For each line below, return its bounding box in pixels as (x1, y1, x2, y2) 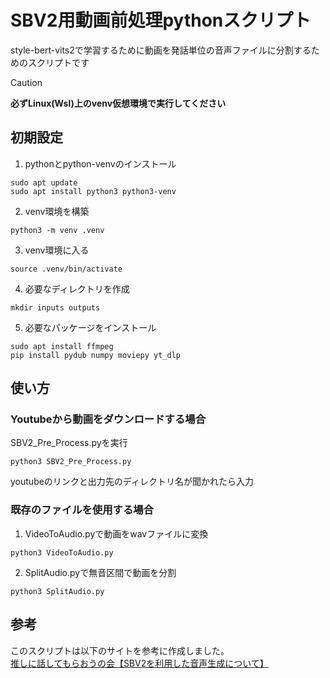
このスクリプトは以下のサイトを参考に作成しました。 (10, 644, 230, 656)
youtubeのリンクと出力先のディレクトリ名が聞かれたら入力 (10, 476, 254, 488)
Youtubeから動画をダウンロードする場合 (10, 412, 207, 426)
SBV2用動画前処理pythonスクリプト (10, 9, 312, 32)
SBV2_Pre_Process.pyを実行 (10, 437, 128, 449)
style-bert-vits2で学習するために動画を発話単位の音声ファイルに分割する (10, 44, 312, 56)
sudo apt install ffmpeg (10, 341, 114, 351)
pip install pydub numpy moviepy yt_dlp (10, 350, 182, 360)
